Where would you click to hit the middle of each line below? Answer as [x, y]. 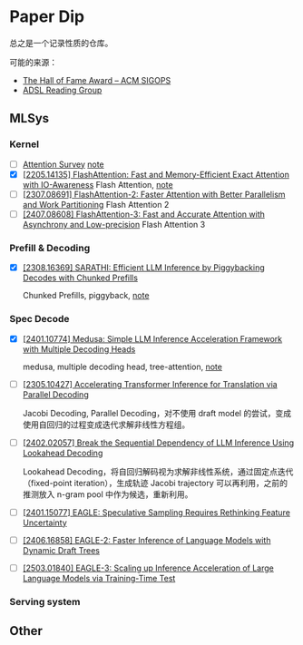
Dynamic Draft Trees [61, 550]
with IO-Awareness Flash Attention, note [98, 184]
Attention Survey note [63, 164]
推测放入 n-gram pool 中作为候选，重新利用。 [108, 494]
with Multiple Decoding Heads [79, 349]
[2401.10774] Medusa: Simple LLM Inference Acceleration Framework [152, 338]
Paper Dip [47, 17]
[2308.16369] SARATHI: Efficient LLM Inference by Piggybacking [143, 268]
